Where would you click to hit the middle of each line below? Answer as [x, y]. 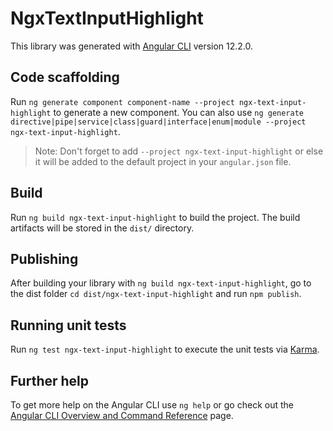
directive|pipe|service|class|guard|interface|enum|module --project [158, 122]
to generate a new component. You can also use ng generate [178, 112]
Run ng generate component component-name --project [122, 101]
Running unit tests [68, 325]
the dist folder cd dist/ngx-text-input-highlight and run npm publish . [156, 294]
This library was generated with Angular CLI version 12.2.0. [132, 46]
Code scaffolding [65, 77]
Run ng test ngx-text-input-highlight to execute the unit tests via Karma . [165, 349]
